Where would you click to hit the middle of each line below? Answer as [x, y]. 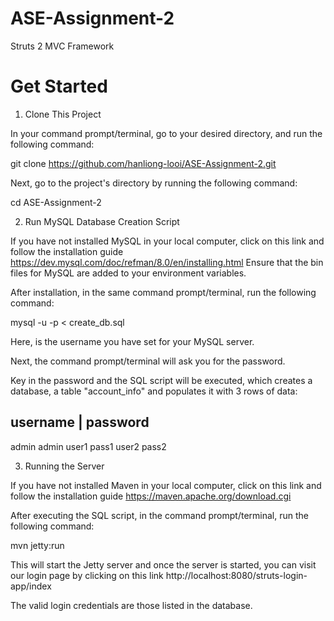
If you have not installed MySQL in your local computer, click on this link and [167, 241]
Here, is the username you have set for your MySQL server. [132, 341]
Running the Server [64, 466]
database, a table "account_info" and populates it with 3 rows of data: [154, 391]
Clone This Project [63, 114]
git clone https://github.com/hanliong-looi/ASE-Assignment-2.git [143, 163]
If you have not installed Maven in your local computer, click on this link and [166, 485]
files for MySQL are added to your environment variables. [128, 273]
